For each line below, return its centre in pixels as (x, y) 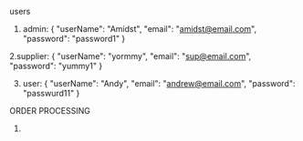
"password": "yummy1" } (56, 66)
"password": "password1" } (74, 39)
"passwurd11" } (51, 93)
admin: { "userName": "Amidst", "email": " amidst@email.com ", (140, 29)
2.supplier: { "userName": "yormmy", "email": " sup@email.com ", (131, 56)
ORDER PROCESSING (50, 111)
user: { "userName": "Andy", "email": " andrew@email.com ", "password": (159, 83)
